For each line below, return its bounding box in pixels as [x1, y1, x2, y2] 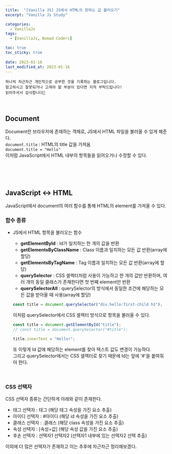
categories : [5, 22, 31, 27]
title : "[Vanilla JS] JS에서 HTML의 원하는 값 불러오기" [5, 7, 120, 13]
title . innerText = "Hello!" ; [12, 336, 75, 341]
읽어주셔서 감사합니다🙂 [5, 90, 45, 96]
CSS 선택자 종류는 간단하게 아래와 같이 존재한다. [5, 396, 102, 402]
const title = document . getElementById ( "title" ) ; [12, 322, 122, 328]
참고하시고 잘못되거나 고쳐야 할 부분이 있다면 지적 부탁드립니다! [5, 85, 122, 90]
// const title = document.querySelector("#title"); [12, 327, 128, 332]
